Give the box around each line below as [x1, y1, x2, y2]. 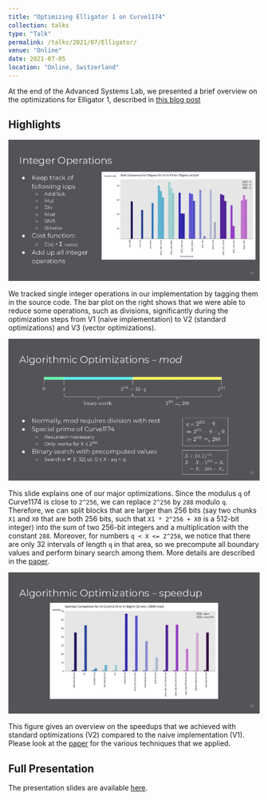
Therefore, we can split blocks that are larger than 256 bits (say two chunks [8, 505, 257, 515]
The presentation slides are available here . [8, 783, 148, 792]
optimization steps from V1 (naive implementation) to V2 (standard [8, 315, 226, 324]
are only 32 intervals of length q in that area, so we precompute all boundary [8, 539, 259, 549]
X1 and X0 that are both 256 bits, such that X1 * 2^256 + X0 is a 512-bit [8, 513, 239, 523]
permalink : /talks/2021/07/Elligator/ [8, 38, 137, 46]
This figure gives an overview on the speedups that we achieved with [8, 722, 237, 731]
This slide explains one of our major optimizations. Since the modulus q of [8, 488, 251, 498]
